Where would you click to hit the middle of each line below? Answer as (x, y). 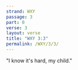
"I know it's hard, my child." (39, 60)
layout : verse (23, 33)
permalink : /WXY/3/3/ (33, 44)
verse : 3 (17, 28)
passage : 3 (19, 17)
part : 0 (16, 22)
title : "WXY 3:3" (27, 38)
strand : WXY (21, 11)
